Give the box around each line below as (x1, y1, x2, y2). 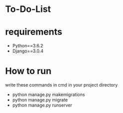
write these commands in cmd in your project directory (5, 82, 118, 88)
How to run (5, 66, 52, 77)
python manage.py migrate (12, 97, 68, 103)
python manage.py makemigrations (12, 92, 85, 98)
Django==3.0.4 (12, 48, 44, 54)
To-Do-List (5, 3, 51, 15)
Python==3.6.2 (12, 43, 43, 49)
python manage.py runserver (12, 102, 72, 108)
